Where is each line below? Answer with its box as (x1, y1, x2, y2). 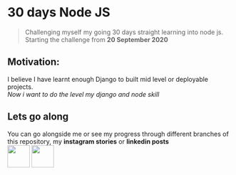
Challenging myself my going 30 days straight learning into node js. (24, 28, 223, 36)
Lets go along (7, 111, 69, 123)
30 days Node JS (7, 4, 111, 21)
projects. (7, 83, 34, 91)
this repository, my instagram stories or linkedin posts (7, 137, 170, 146)
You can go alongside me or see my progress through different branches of (7, 129, 230, 138)
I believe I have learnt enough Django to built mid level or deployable (7, 75, 209, 83)
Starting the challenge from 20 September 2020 (24, 35, 169, 43)
